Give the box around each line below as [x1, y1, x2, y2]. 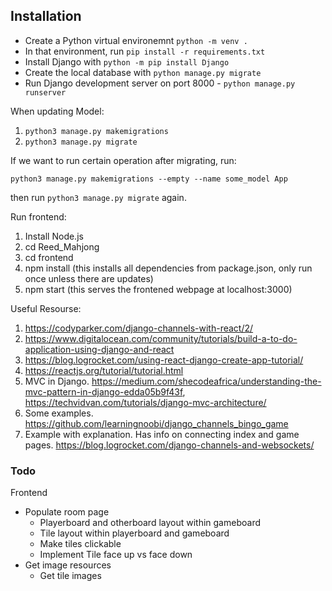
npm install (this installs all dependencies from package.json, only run [24, 262, 313, 274]
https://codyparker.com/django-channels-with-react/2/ [24, 322, 254, 334]
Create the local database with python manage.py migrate [24, 66, 262, 78]
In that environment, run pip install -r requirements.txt [24, 45, 266, 57]
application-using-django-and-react [24, 343, 175, 355]
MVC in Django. [24, 375, 90, 387]
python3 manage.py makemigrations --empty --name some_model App [10, 174, 288, 184]
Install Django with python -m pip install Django [24, 55, 230, 68]
